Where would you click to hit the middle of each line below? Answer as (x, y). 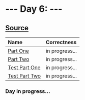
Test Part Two (24, 76)
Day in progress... (28, 91)
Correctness (61, 42)
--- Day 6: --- (34, 9)
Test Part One (24, 67)
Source (17, 28)
